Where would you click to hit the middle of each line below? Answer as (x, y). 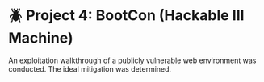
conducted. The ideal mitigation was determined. (90, 68)
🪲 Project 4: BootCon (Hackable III (126, 16)
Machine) (41, 38)
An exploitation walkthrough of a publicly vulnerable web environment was (132, 60)
